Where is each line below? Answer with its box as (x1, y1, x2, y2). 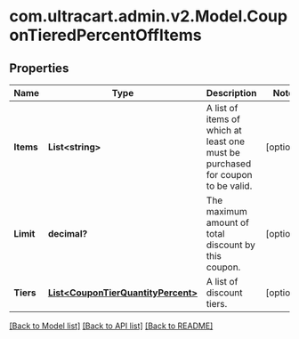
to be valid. (206, 180, 253, 192)
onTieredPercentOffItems (9, 25, 202, 45)
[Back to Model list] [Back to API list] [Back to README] (9, 320, 214, 331)
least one (206, 135, 245, 148)
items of (206, 113, 240, 125)
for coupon (206, 169, 253, 181)
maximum (206, 206, 247, 217)
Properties (9, 61, 69, 76)
